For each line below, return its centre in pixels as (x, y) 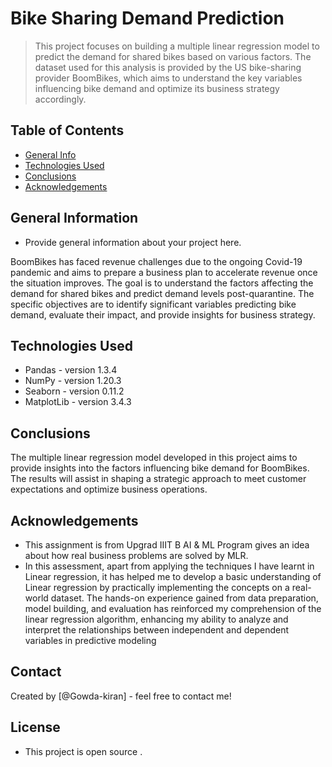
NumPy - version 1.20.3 (73, 381)
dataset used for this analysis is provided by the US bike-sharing (168, 67)
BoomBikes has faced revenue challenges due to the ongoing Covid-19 (156, 261)
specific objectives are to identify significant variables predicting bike (153, 304)
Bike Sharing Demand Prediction (147, 18)
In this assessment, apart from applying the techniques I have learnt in (169, 566)
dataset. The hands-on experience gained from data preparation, (184, 598)
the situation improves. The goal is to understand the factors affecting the (162, 283)
